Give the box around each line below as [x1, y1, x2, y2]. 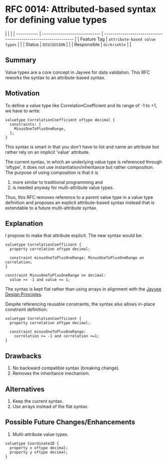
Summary [5, 56, 36, 65]
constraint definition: [5, 307, 48, 313]
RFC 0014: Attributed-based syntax [5, 4, 156, 15]
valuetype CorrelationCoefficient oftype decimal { [5, 117, 115, 122]
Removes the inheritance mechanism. [12, 370, 90, 376]
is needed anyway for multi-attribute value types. [12, 184, 114, 190]
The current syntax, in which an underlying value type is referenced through [5, 159, 162, 165]
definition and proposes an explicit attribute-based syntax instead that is [5, 199, 155, 205]
